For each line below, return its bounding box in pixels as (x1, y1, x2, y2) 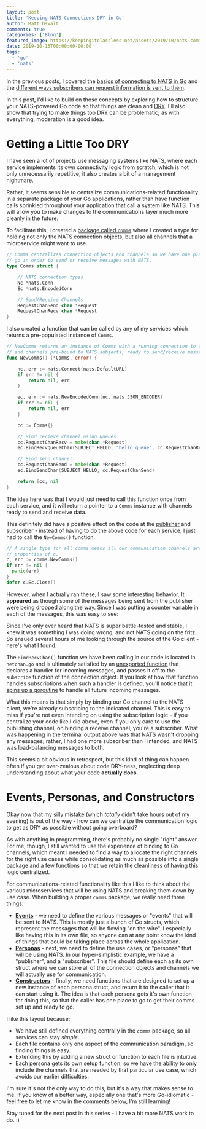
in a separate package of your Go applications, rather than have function (6, 195, 190, 203)
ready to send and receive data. (6, 508, 87, 516)
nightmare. (6, 176, 34, 184)
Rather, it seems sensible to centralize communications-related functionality (6, 189, 199, 196)
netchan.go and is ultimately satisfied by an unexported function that (6, 660, 179, 667)
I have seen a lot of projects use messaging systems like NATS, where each (6, 157, 197, 165)
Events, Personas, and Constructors (6, 790, 195, 804)
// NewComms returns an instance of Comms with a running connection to (6, 344, 196, 350)
